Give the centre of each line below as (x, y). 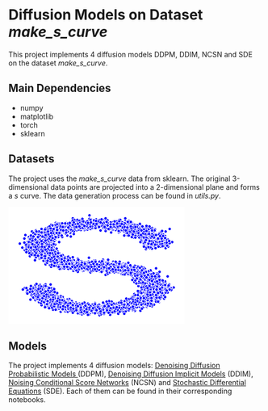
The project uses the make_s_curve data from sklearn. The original (119, 178)
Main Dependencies (60, 88)
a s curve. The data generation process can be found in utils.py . (115, 195)
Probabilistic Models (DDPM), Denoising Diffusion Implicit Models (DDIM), (131, 374)
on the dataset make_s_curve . (58, 63)
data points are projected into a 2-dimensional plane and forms (155, 187)
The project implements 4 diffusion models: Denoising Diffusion (114, 366)
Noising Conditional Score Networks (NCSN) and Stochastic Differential (127, 383)
